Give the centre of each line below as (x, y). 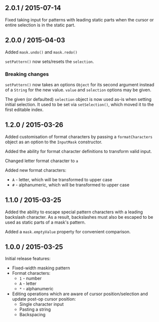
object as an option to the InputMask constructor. (54, 142)
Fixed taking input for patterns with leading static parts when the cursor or (79, 19)
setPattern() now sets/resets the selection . (50, 61)
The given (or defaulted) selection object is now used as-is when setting (78, 99)
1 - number (30, 278)
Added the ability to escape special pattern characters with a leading (74, 212)
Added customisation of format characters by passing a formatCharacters (79, 136)
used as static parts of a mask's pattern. (45, 222)
